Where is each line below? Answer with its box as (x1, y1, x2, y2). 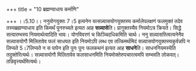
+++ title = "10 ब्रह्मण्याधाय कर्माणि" (6, 6, 79, 13)
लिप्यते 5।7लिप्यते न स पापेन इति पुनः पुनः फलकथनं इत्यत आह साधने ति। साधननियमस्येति (6, 45, 176, 51)
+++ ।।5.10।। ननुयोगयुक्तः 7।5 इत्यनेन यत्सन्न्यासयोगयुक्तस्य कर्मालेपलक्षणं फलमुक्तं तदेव (6, 18, 183, 24)
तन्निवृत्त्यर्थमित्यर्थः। (6, 58, 41, 65)
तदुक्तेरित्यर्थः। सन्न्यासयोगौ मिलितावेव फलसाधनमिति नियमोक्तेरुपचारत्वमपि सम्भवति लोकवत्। (6, 51, 180, 58)
